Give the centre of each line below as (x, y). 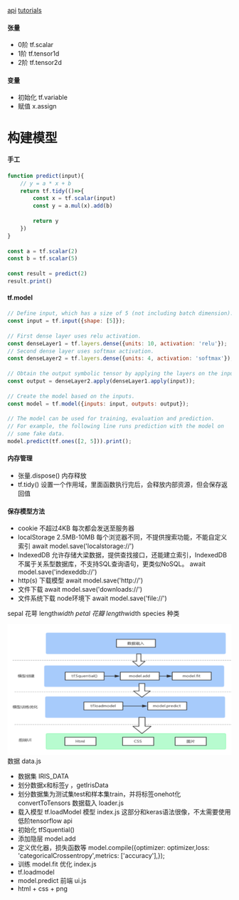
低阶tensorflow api (45, 821)
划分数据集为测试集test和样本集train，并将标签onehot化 (99, 794)
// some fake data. (36, 434)
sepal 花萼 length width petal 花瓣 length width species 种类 (94, 614)
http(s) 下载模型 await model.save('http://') (80, 580)
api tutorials (25, 10)
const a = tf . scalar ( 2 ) (43, 251)
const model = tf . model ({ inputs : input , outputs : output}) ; (99, 404)
